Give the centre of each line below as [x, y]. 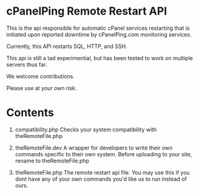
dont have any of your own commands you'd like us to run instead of [101, 179]
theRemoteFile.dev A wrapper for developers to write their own [94, 148]
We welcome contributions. [40, 76]
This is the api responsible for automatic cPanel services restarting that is [98, 28]
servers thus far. [27, 64]
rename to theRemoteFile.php [52, 161]
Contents [30, 113]
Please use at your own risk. [42, 88]
